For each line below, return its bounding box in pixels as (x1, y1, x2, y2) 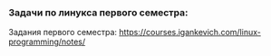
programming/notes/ (8, 36, 86, 47)
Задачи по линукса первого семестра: (8, 6, 189, 19)
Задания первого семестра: (8, 27, 118, 38)
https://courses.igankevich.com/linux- (119, 27, 262, 38)
